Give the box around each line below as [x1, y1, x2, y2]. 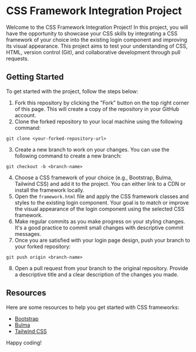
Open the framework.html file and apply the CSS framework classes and [14, 193, 190, 200]
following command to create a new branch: [14, 152, 122, 159]
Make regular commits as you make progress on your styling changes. [14, 218, 185, 225]
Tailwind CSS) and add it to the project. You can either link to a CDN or [14, 180, 186, 187]
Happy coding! [6, 339, 42, 346]
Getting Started [6, 72, 64, 82]
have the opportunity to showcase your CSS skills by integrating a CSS [6, 29, 178, 37]
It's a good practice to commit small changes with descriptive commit [14, 224, 184, 231]
